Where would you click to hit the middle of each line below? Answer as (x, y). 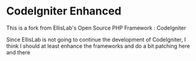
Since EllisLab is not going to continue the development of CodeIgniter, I (96, 39)
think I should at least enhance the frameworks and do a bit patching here (98, 46)
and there (18, 52)
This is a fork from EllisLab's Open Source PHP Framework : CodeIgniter (96, 28)
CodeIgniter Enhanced (64, 11)
